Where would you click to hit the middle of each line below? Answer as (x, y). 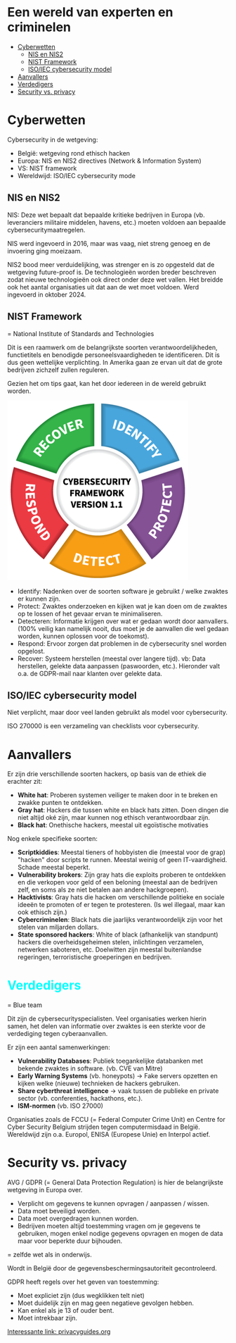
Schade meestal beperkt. (54, 868)
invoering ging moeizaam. (45, 251)
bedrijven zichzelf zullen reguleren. (58, 370)
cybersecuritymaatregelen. (46, 230)
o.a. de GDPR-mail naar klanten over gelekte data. (90, 673)
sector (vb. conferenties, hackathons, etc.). (80, 1099)
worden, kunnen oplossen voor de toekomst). (83, 636)
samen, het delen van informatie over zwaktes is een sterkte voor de (106, 1026)
